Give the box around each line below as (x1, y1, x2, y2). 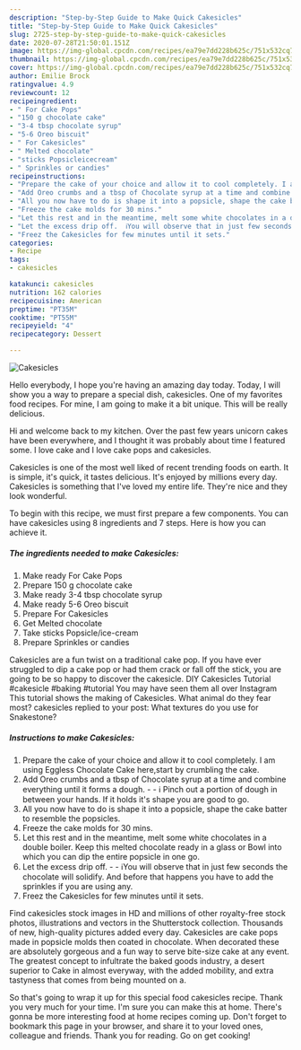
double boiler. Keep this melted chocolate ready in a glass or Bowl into (21, 841, 282, 853)
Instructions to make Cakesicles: (9, 732, 135, 743)
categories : (9, 239, 54, 248)
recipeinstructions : (9, 171, 87, 180)
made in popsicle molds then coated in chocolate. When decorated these (9, 936, 279, 947)
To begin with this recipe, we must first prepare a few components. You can (9, 508, 289, 519)
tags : (9, 255, 30, 265)
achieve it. (9, 527, 47, 538)
